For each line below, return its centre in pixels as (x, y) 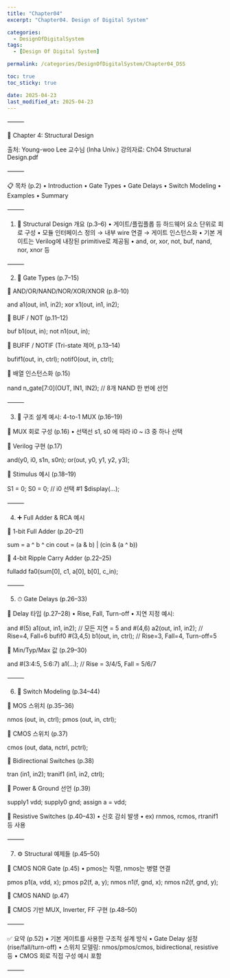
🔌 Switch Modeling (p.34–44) (58, 691)
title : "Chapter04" (35, 13)
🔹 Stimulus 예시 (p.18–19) (42, 474)
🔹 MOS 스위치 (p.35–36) (41, 706)
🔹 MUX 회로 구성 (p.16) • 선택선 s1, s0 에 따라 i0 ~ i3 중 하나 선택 (95, 432)
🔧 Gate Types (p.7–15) (48, 278)
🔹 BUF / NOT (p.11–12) (38, 318)
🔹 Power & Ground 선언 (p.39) (49, 789)
